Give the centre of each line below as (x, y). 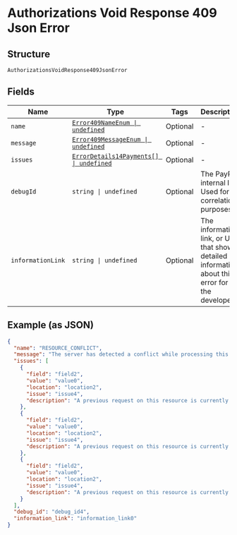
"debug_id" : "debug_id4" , (52, 512)
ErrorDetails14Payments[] (115, 156)
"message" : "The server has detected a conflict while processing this (121, 354)
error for (214, 282)
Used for (215, 191)
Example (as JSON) (50, 325)
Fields (21, 92)
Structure (29, 54)
